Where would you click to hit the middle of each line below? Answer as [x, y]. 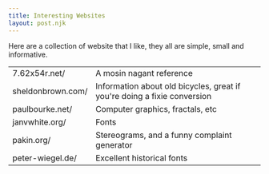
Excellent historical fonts [142, 158]
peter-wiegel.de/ [45, 158]
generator [114, 144]
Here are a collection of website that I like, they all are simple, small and [126, 45]
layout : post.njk [37, 23]
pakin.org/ [32, 140]
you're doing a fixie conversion [154, 96]
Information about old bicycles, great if [168, 86]
